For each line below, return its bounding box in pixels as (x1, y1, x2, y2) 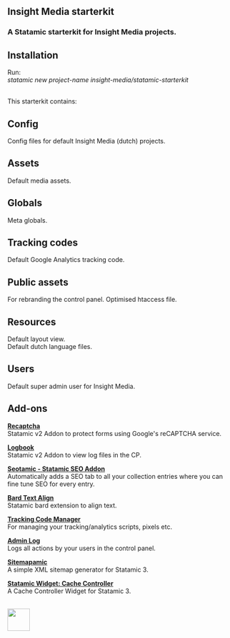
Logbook (7, 442, 34, 452)
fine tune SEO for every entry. (7, 480, 95, 488)
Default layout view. (7, 335, 66, 343)
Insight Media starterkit (7, 6, 114, 18)
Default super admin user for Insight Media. (7, 382, 136, 390)
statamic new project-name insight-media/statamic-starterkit (7, 76, 189, 84)
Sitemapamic (7, 557, 48, 566)
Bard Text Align (7, 493, 54, 502)
